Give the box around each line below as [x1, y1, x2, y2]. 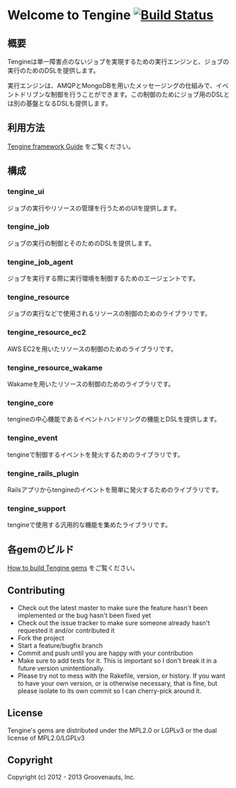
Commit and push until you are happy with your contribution [17, 649, 193, 657]
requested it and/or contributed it [17, 626, 115, 635]
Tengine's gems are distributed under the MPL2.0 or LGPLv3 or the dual [7, 725, 218, 735]
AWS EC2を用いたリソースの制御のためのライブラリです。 [7, 345, 177, 353]
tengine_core [7, 398, 54, 408]
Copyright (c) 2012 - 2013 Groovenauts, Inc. [7, 773, 136, 782]
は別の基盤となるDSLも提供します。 [7, 99, 112, 107]
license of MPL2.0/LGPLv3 [7, 733, 85, 742]
